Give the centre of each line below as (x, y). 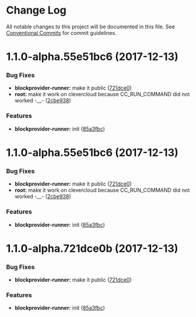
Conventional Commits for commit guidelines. (61, 32)
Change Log (36, 10)
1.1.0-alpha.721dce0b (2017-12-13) (92, 248)
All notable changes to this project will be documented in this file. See (91, 27)
